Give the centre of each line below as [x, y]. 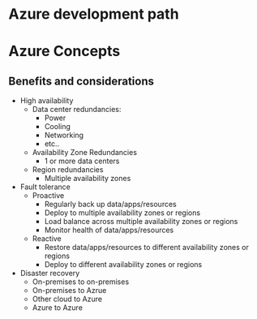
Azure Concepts [64, 52]
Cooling [58, 127]
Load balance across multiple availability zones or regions [141, 222]
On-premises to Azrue [69, 291]
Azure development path [94, 14]
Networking [64, 136]
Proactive [48, 196]
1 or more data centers [82, 161]
